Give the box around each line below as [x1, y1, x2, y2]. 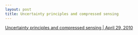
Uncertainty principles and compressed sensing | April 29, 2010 [5, 24, 133, 30]
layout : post [5, 7, 32, 12]
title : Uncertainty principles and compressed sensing [5, 12, 119, 16]
